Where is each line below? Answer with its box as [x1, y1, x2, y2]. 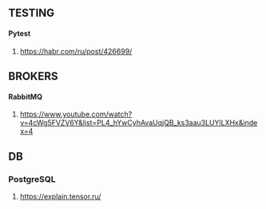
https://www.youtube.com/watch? [19, 109, 133, 119]
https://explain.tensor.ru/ [19, 191, 101, 201]
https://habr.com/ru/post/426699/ [19, 46, 133, 56]
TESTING [8, 6, 55, 20]
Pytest [8, 28, 31, 38]
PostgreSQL [8, 173, 56, 184]
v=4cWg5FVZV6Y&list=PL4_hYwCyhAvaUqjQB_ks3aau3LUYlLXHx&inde [19, 118, 258, 128]
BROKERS [8, 69, 58, 83]
